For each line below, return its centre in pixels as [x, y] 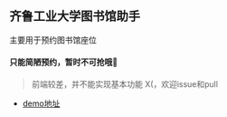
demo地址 [41, 103]
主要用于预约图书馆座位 [53, 40]
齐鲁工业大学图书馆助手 [75, 16]
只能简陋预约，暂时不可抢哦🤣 [64, 63]
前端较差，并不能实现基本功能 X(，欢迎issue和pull [125, 84]
